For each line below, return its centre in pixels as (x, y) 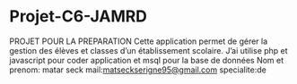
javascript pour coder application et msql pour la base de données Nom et (147, 60)
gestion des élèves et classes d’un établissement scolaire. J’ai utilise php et (149, 50)
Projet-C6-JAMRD (79, 17)
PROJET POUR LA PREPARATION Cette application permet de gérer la (139, 41)
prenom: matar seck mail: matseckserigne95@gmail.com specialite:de (138, 70)
